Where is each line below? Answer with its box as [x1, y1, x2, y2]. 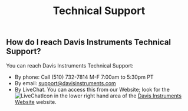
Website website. [14, 98, 57, 105]
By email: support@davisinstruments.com [14, 79, 116, 86]
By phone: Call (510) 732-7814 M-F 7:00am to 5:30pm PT [14, 73, 154, 80]
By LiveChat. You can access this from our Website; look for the [14, 86, 170, 93]
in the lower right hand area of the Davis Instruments [54, 92, 182, 99]
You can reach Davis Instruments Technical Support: [6, 62, 134, 69]
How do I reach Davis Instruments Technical [6, 37, 171, 48]
